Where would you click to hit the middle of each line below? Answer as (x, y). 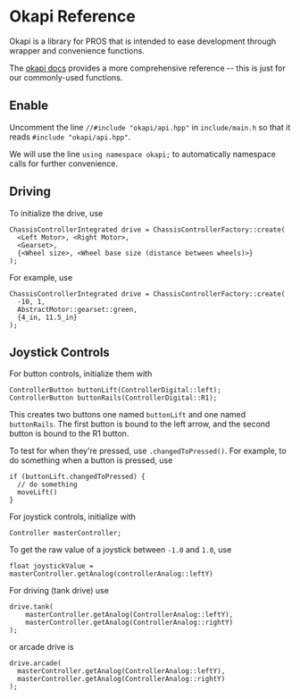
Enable (29, 106)
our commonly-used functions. (66, 77)
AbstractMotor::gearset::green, (78, 309)
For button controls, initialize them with (81, 374)
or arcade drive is (42, 647)
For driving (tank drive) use (59, 591)
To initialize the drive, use (56, 213)
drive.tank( (31, 607)
